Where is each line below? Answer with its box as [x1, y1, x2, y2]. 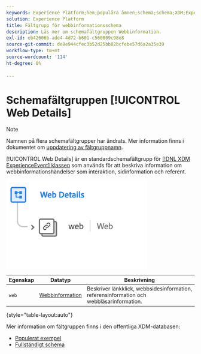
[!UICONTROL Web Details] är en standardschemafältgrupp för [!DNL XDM [6, 155, 190, 163]
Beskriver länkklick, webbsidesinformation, [86, 285, 193, 292]
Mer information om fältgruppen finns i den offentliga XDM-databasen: [6, 323, 181, 330]
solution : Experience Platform [6, 16, 84, 22]
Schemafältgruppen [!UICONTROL [6, 93, 181, 107]
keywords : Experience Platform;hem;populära [6, 10, 119, 16]
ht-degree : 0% [6, 60, 42, 66]
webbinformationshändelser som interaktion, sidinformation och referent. [6, 168, 187, 175]
